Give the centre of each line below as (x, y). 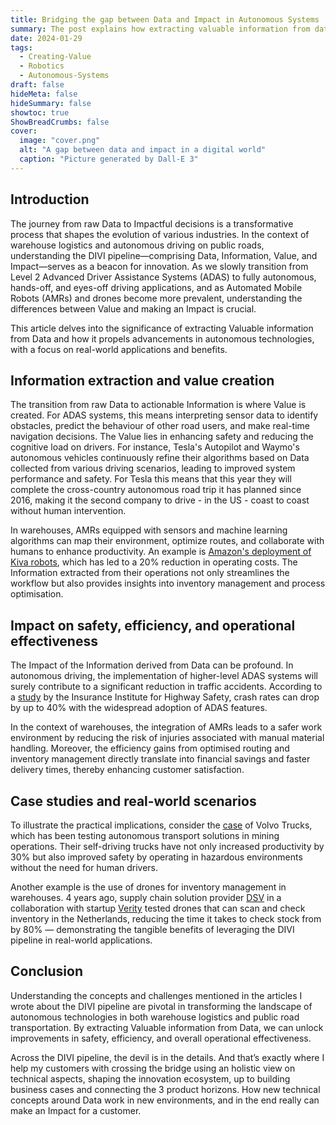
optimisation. (37, 594)
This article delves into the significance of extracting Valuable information (162, 328)
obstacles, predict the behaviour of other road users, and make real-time (160, 426)
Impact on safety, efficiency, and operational (153, 625)
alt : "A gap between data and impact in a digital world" (143, 150)
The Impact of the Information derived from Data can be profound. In (152, 665)
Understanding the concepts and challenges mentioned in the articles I (156, 995)
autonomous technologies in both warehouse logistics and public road (155, 1017)
